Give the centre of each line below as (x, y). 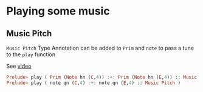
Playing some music (58, 11)
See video (19, 66)
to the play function (31, 54)
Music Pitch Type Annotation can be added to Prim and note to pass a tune (100, 48)
